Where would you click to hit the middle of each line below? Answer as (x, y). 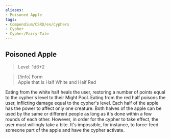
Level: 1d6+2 (31, 66)
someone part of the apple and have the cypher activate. (65, 130)
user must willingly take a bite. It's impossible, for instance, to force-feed (82, 124)
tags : (11, 19)
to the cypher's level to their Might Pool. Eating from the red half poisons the (86, 97)
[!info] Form (30, 77)
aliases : (15, 10)
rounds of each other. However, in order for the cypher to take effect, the (82, 119)
